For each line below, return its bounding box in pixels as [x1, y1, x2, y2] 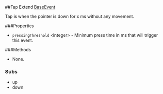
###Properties [5, 23, 34, 29]
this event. [12, 37, 33, 43]
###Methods [5, 47, 31, 52]
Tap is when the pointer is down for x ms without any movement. [5, 14, 134, 19]
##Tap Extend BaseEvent [5, 4, 56, 10]
